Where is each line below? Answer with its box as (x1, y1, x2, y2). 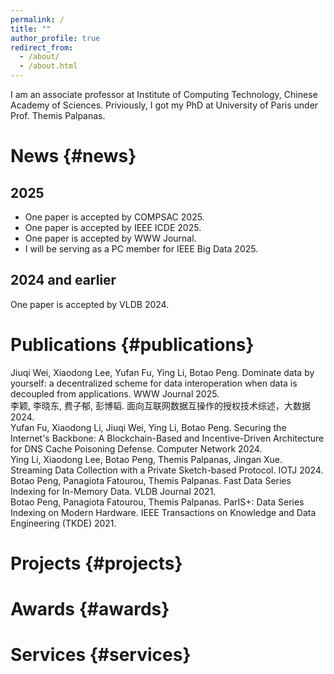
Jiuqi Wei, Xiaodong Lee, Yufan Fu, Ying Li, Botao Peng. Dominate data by (10, 366, 315, 378)
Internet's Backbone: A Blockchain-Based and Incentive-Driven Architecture (10, 432, 325, 444)
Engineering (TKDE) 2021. (10, 517, 117, 529)
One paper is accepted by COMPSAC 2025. (24, 211, 205, 223)
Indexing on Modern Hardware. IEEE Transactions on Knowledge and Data (10, 506, 317, 518)
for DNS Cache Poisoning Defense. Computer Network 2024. (10, 442, 263, 455)
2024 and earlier (10, 272, 117, 289)
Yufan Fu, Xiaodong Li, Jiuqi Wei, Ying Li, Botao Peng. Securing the (10, 421, 287, 433)
